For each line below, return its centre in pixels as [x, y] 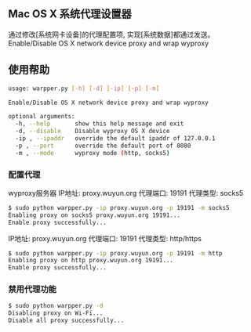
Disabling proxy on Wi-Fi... [56, 313]
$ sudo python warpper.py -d [56, 306]
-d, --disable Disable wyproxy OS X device [93, 132]
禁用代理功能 [33, 290]
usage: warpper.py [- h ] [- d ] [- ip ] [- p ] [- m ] [84, 88]
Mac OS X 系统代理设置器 [70, 14]
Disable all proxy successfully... [66, 321]
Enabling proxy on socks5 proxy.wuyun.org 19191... [94, 215]
